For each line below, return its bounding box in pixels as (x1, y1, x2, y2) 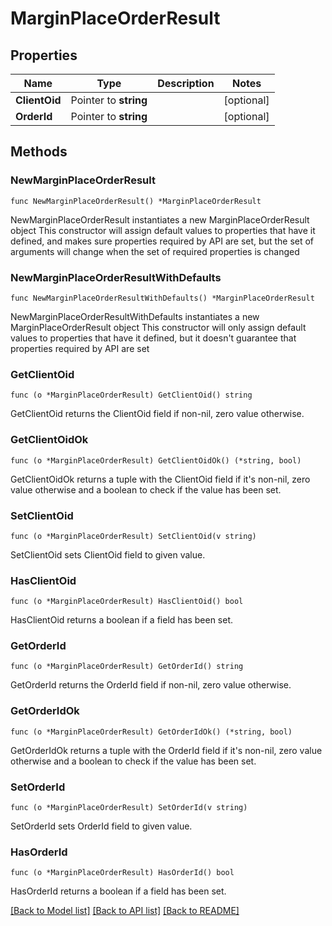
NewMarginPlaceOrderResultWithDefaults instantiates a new (10, 310, 260, 322)
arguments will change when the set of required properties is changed (10, 245, 300, 257)
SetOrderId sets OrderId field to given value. (10, 820, 193, 832)
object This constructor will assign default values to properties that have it (10, 224, 316, 236)
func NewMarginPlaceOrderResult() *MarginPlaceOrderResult (10, 196, 262, 206)
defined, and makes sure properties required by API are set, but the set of (10, 235, 315, 247)
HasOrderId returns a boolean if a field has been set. (10, 885, 227, 897)
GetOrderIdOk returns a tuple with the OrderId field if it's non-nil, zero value (10, 744, 323, 756)
